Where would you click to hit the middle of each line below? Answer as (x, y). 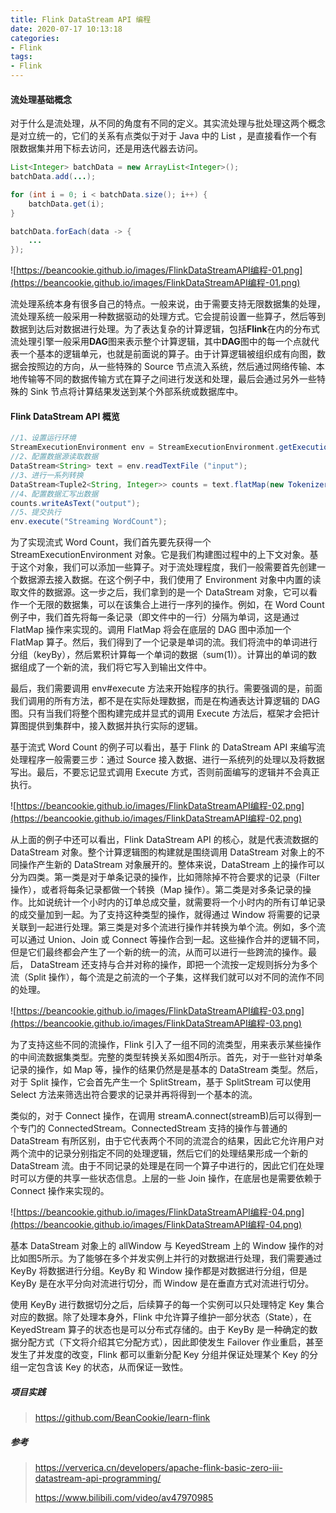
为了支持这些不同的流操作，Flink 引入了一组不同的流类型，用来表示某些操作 (166, 1045)
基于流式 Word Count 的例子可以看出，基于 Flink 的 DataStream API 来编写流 (168, 747)
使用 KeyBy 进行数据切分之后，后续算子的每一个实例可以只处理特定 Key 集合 (167, 1305)
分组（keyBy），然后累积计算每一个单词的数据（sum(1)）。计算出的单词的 (159, 655)
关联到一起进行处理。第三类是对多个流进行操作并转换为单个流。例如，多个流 (168, 927)
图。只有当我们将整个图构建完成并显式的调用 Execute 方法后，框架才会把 (161, 713)
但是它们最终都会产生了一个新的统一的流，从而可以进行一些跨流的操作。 (159, 952)
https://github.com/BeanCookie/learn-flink (122, 1418)
